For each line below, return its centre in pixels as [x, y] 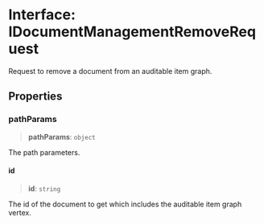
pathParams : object [62, 136]
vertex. [20, 212]
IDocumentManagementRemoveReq [132, 32]
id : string [44, 188]
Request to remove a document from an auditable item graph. [110, 71]
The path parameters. [44, 152]
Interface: [42, 15]
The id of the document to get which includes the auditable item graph [125, 204]
